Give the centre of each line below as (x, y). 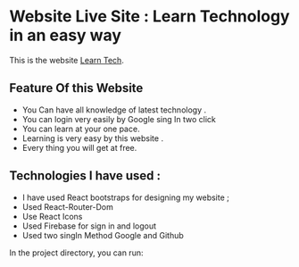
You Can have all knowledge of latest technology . (114, 110)
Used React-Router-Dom (67, 206)
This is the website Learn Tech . (67, 60)
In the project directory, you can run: (76, 253)
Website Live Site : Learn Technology (149, 17)
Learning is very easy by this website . (92, 138)
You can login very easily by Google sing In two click (119, 119)
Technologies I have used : (85, 176)
